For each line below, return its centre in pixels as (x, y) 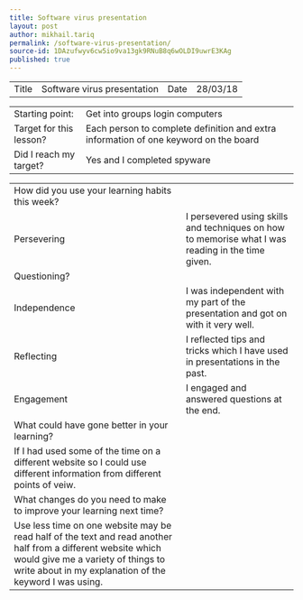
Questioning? (42, 276)
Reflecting (36, 356)
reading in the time (225, 250)
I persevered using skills (237, 216)
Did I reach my (45, 154)
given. (198, 261)
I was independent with (235, 291)
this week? (37, 202)
